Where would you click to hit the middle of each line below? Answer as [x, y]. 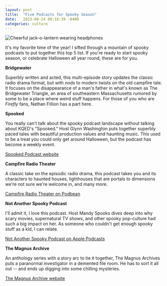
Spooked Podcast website [32, 154]
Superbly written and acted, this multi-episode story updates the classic [79, 77]
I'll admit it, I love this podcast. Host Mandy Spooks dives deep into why [79, 213]
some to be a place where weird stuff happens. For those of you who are [80, 99]
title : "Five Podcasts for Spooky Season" [51, 14]
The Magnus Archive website [35, 279]
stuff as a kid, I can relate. [32, 229]
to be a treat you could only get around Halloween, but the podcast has [78, 139]
